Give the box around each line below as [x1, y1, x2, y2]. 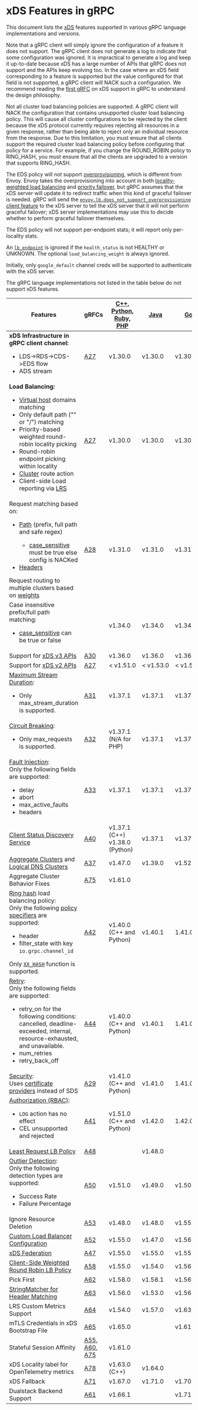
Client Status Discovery [9, 831, 74, 839]
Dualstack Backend [9, 1386, 63, 1395]
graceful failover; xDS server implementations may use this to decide [6, 208, 174, 215]
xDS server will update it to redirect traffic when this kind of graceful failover [6, 189, 192, 196]
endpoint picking [19, 454, 66, 463]
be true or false [19, 636, 62, 644]
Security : [9, 1072, 34, 1080]
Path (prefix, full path [19, 520, 78, 529]
